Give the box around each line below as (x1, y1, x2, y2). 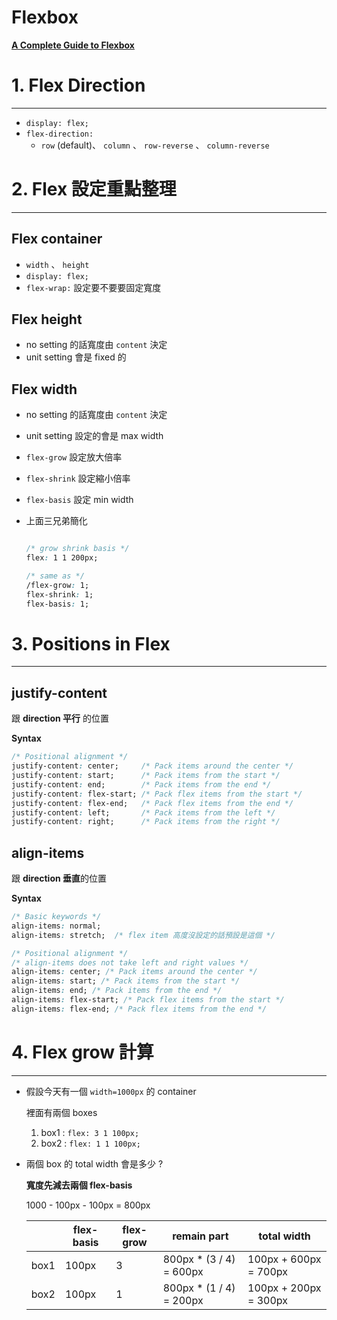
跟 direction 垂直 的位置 (11, 872, 108, 885)
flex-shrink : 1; (25, 589, 94, 600)
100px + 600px (247, 1252, 322, 1266)
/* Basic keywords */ (11, 912, 102, 922)
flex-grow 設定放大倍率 (25, 451, 123, 463)
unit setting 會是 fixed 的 (25, 351, 127, 363)
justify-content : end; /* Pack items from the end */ (11, 779, 272, 790)
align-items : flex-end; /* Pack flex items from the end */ (11, 1004, 268, 1014)
